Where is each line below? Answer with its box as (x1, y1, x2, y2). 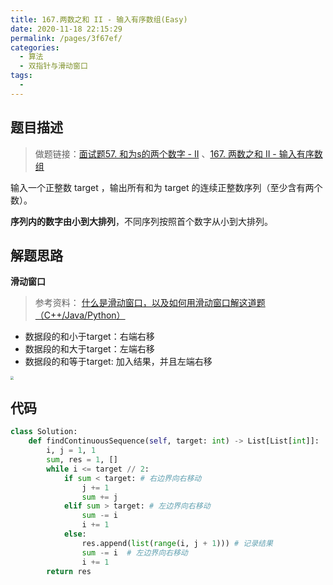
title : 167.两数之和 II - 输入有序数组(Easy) (10, 14, 188, 25)
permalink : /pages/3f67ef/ (10, 33, 123, 43)
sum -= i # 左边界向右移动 (81, 547, 188, 558)
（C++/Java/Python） (34, 309, 126, 321)
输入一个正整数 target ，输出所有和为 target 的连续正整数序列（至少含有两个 (10, 181, 323, 193)
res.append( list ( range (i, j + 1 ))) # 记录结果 (81, 538, 273, 548)
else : (63, 529, 87, 540)
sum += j (81, 492, 118, 502)
